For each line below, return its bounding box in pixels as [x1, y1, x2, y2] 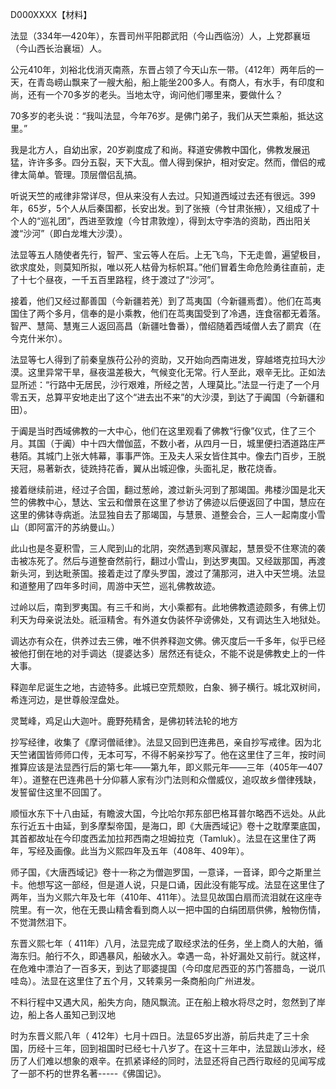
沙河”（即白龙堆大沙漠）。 [23, 228, 128, 239]
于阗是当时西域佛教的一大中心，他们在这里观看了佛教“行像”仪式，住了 [10, 425, 299, 437]
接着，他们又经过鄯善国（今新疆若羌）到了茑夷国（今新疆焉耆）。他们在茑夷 [10, 295, 322, 307]
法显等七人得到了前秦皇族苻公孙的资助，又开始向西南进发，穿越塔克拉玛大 [10, 354, 317, 365]
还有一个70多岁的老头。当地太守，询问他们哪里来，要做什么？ [27, 89, 284, 100]
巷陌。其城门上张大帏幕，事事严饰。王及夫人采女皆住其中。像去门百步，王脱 [10, 450, 326, 462]
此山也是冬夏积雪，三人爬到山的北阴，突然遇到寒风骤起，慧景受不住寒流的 [10, 543, 317, 554]
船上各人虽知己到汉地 [27, 1009, 116, 1020]
